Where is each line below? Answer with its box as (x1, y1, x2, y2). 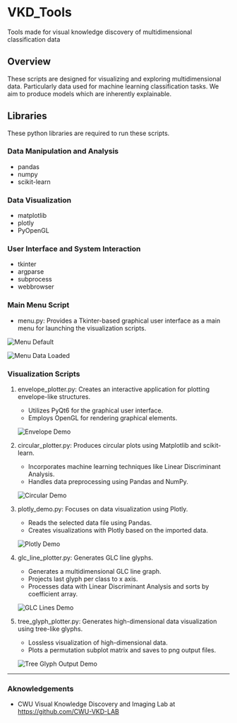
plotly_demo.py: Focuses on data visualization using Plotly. (17, 505, 188, 514)
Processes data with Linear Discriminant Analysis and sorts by (28, 582, 209, 591)
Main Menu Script (7, 300, 70, 310)
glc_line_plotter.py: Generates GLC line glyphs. (17, 553, 154, 562)
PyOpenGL (17, 226, 49, 235)
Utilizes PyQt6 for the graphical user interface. (28, 406, 164, 415)
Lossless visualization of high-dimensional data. (28, 638, 168, 647)
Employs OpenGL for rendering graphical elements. (28, 414, 178, 422)
